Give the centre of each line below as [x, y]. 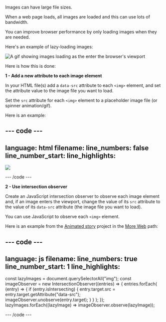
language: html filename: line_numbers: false [77, 148]
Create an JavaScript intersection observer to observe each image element [82, 196]
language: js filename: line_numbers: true [71, 259]
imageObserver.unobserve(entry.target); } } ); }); [55, 300]
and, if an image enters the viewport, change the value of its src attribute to [83, 202]
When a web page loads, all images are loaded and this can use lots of [78, 17]
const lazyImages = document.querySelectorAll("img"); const [68, 279]
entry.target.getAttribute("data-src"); [43, 295]
